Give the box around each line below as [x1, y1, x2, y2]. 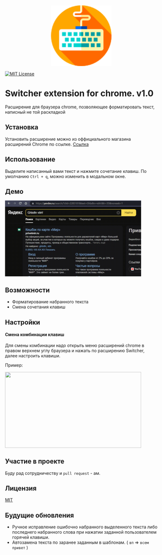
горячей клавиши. [12, 535, 50, 540]
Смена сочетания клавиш [12, 304, 66, 310]
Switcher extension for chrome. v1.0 [5, 88, 154, 99]
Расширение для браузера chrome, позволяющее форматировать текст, [5, 104, 155, 110]
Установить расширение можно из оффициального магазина [5, 136, 132, 142]
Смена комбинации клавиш [5, 332, 64, 337]
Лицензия [5, 484, 37, 492]
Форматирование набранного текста [12, 299, 88, 305]
